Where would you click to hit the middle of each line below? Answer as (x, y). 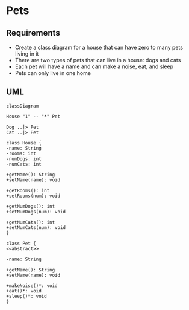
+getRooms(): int (28, 190)
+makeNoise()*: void (32, 286)
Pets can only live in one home (53, 73)
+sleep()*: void (26, 296)
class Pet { (21, 243)
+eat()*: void (24, 291)
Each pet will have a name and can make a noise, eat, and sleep (94, 66)
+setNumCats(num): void (36, 227)
